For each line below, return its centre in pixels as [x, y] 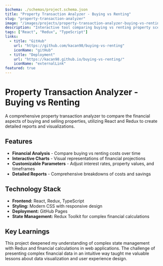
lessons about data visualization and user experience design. [66, 259]
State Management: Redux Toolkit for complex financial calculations [81, 216]
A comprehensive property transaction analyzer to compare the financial [78, 116]
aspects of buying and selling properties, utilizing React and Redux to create [81, 121]
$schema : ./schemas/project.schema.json [47, 9]
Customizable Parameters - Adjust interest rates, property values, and [83, 164]
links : [12, 37]
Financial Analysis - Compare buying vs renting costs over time [76, 153]
